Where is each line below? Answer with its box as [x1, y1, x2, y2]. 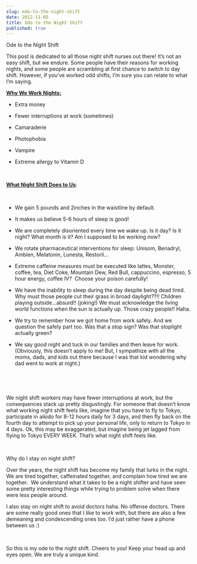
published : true [6, 25, 46, 31]
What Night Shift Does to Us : [6, 181, 78, 188]
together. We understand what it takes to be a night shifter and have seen [6, 479, 186, 486]
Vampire [14, 147, 35, 154]
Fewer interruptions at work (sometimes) [14, 112, 114, 120]
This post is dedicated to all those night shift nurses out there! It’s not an [6, 53, 182, 60]
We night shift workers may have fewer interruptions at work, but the [6, 394, 173, 401]
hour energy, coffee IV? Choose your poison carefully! [14, 275, 148, 282]
